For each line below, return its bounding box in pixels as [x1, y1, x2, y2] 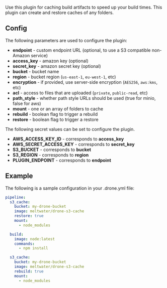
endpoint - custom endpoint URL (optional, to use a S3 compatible [12, 47, 151, 53]
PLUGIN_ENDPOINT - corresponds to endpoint [12, 157, 112, 163]
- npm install [18, 246, 49, 251]
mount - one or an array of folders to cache [12, 105, 104, 112]
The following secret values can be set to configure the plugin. [5, 126, 135, 132]
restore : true [14, 213, 44, 219]
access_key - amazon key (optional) [12, 58, 89, 64]
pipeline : [5, 195, 26, 200]
